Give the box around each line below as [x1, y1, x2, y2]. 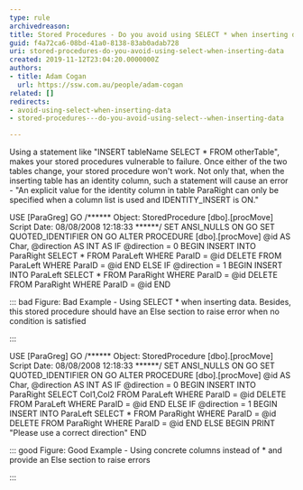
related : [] [9, 88, 54, 97]
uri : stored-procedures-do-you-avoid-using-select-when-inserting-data [9, 47, 284, 56]
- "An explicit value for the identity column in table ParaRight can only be [9, 185, 280, 196]
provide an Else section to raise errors [9, 455, 151, 466]
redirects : [9, 97, 50, 106]
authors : [9, 64, 42, 73]
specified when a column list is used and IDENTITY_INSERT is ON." [9, 195, 259, 206]
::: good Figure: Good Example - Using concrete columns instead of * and [9, 445, 282, 456]
